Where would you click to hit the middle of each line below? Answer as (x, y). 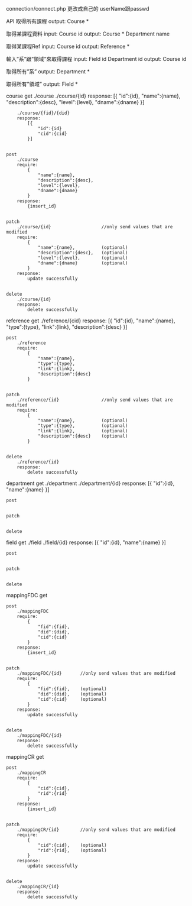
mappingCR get (25, 757)
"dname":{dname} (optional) (83, 263)
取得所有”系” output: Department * (48, 72)
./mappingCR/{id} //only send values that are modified (96, 830)
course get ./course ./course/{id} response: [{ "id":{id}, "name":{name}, (93, 96)
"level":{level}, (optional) (83, 258)
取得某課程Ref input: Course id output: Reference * (68, 46)
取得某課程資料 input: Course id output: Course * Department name (88, 34)
